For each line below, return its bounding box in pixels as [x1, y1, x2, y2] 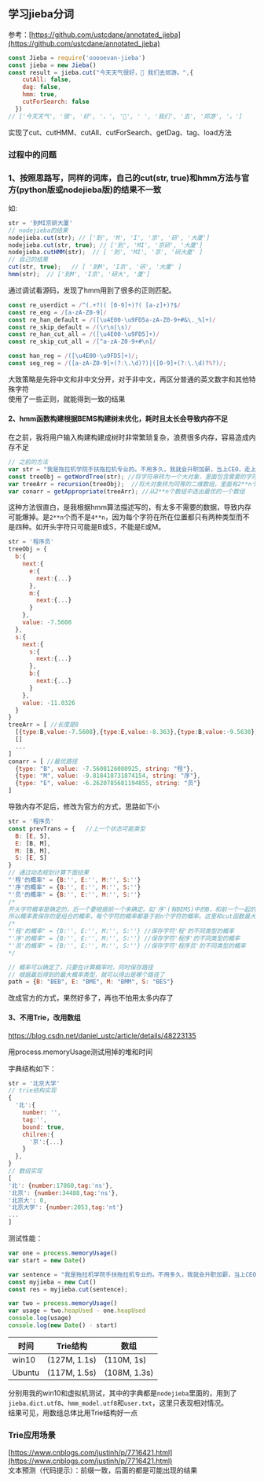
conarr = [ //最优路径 [8, 758, 78, 765]
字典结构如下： [8, 1064, 57, 1073]
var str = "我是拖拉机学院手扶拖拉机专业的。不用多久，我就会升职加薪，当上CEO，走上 [8, 465, 257, 474]
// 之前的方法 [8, 459, 49, 466]
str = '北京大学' [8, 1079, 60, 1087]
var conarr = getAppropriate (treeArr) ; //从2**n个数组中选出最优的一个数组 [8, 487, 245, 496]
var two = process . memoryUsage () [8, 1300, 118, 1307]
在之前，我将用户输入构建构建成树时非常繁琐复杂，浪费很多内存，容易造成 [8, 433, 249, 442]
